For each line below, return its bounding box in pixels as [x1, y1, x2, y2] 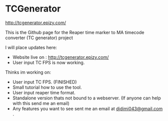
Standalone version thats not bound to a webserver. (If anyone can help [12, 95, 161, 101]
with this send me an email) [12, 100, 69, 106]
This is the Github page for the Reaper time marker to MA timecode [5, 29, 144, 35]
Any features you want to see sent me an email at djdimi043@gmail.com [12, 105, 163, 111]
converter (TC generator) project [5, 35, 73, 41]
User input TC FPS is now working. [12, 59, 85, 65]
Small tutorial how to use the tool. [12, 84, 82, 90]
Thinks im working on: [5, 69, 51, 75]
